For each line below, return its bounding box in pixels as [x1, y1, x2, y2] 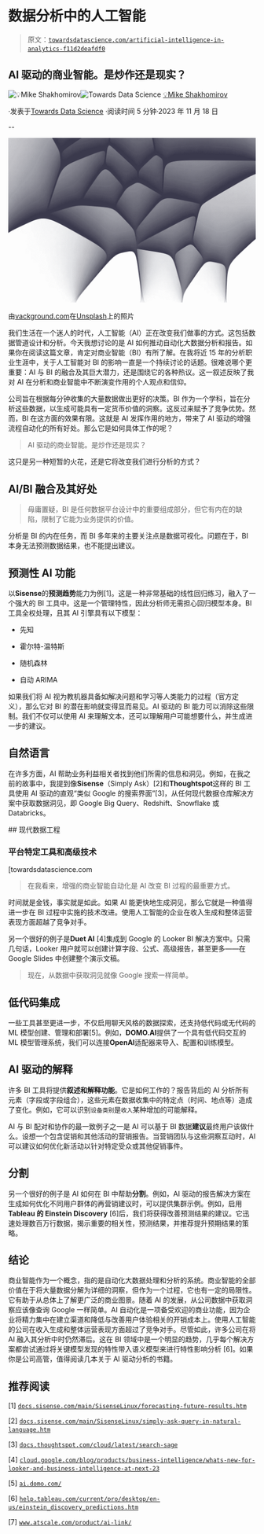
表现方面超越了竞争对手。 [8, 918, 91, 927]
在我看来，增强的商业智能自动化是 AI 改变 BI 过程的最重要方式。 [27, 881, 234, 891]
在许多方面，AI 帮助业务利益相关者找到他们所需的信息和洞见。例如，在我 [8, 768, 244, 778]
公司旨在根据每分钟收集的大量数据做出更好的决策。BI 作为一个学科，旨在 [8, 394, 244, 403]
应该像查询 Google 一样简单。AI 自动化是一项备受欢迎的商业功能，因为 [14, 1305, 244, 1315]
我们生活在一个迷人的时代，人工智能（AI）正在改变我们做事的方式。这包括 [8, 328, 249, 338]
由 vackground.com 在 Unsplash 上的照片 [8, 311, 135, 321]
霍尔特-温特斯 [19, 642, 65, 651]
